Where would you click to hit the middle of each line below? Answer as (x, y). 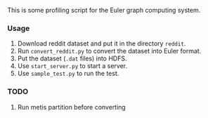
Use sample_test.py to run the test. (68, 74)
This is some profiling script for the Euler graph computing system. (104, 10)
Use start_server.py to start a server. (72, 66)
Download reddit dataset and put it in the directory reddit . (102, 44)
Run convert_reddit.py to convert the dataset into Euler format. (109, 51)
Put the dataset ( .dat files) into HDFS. (72, 58)
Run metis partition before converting (72, 107)
